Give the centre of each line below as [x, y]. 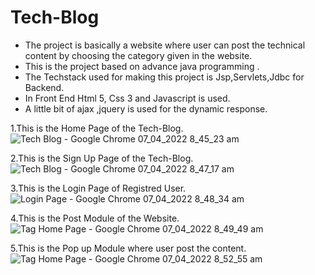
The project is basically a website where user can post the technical [165, 45]
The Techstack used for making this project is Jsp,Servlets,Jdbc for [164, 77]
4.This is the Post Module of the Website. [95, 218]
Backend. [44, 87]
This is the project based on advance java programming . [142, 66]
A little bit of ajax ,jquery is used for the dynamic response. [146, 108]
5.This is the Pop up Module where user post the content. [128, 248]
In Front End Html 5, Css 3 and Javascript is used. [127, 98]
